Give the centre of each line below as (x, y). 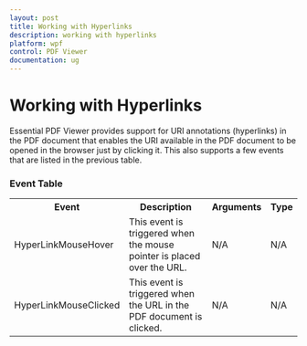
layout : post (34, 18)
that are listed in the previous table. (76, 160)
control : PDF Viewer (49, 52)
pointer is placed (164, 257)
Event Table (36, 183)
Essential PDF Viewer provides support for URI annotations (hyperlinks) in (148, 131)
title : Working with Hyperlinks (71, 26)
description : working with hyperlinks (83, 35)
